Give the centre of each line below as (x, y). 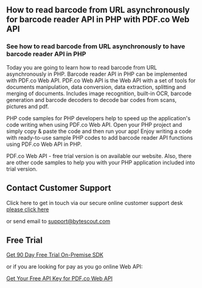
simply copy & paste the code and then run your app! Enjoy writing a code (99, 131)
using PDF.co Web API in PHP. (44, 144)
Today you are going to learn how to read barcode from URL (82, 67)
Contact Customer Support (59, 188)
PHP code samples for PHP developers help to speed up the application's (98, 118)
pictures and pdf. (28, 106)
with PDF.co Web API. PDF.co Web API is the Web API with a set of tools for (101, 80)
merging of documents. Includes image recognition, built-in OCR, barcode (99, 93)
